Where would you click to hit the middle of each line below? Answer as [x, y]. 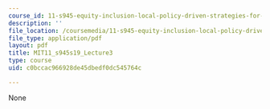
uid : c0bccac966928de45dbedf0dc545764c [75, 68]
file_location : [34, 30]
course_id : [27, 16]
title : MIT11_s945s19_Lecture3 [61, 53]
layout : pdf [28, 46]
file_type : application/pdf [55, 38]
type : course [30, 61]
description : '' [35, 23]
